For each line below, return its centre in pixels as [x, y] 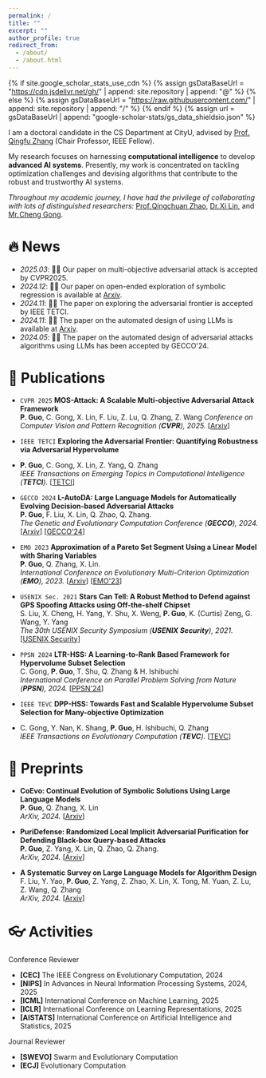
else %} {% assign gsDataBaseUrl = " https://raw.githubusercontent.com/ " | [132, 100]
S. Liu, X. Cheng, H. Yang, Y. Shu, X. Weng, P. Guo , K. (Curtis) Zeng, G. [136, 613]
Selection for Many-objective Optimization [92, 712]
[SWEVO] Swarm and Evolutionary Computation [99, 1056]
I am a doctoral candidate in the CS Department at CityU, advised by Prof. [129, 132]
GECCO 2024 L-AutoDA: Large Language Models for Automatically [128, 497]
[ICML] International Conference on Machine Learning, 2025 [119, 1000]
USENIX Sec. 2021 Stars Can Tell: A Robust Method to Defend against [135, 596]
